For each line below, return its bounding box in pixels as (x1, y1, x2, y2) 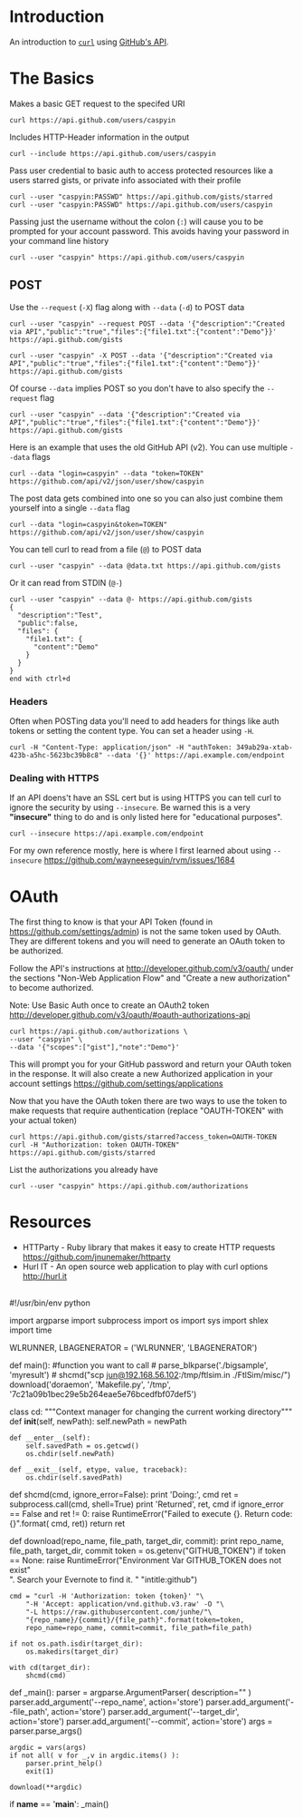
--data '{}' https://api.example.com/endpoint (106, 750, 285, 759)
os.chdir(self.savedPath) (25, 1472, 124, 1482)
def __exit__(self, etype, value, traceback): (9, 1465, 188, 1474)
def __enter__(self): (9, 1433, 91, 1442)
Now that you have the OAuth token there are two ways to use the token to (9, 1096, 288, 1107)
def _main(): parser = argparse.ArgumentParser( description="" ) (9, 1686, 251, 1697)
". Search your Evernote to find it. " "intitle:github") (9, 1574, 198, 1585)
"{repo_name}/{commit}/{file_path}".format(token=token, (25, 1615, 245, 1625)
